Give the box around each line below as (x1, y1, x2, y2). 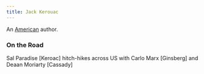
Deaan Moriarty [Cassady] (6, 61, 73, 68)
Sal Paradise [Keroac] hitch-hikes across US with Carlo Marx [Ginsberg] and (6, 54, 199, 61)
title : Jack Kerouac (6, 8, 59, 15)
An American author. (6, 25, 58, 33)
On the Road (6, 41, 44, 49)
